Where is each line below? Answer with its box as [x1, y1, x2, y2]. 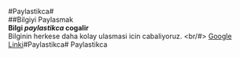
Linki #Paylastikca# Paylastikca [8, 40, 108, 49]
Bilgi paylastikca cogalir [8, 23, 89, 32]
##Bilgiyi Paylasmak [8, 15, 73, 24]
